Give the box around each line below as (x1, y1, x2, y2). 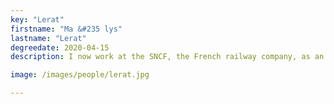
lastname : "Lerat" (10, 33, 87, 43)
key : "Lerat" (10, 14, 65, 25)
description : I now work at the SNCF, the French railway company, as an (10, 52, 325, 62)
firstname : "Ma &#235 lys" (10, 24, 123, 34)
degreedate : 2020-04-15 (10, 42, 110, 53)
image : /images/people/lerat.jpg (10, 70, 150, 80)
